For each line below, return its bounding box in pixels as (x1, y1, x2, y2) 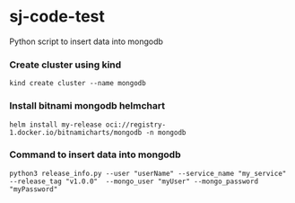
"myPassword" (9, 184, 58, 194)
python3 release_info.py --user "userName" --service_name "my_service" (9, 169, 287, 178)
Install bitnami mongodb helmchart (9, 100, 166, 112)
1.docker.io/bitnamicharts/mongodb (9, 128, 143, 137)
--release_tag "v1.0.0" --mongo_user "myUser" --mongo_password (9, 177, 258, 186)
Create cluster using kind (9, 58, 122, 71)
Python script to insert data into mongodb (9, 36, 164, 47)
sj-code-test (9, 6, 106, 27)
